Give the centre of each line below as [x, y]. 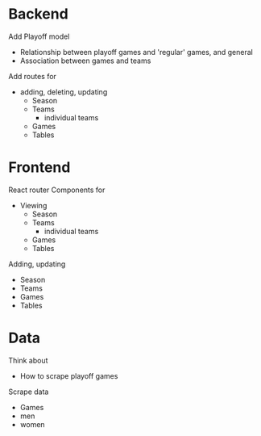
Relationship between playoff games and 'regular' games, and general [137, 52]
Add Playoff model [39, 36]
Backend [38, 14]
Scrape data [29, 392]
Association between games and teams [85, 61]
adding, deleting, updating [64, 92]
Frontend [39, 168]
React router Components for [57, 190]
